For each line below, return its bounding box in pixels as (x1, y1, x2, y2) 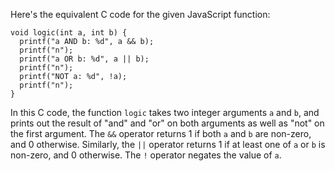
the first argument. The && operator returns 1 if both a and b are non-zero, (10, 128, 312, 139)
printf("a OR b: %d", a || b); (19, 54, 150, 64)
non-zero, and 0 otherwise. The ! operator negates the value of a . (10, 149, 282, 161)
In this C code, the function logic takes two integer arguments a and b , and (10, 107, 320, 118)
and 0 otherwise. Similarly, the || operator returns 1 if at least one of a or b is (10, 139, 326, 150)
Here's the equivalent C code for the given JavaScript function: (10, 9, 271, 20)
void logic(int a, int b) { (10, 28, 128, 38)
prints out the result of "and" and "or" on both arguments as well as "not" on (10, 117, 325, 129)
